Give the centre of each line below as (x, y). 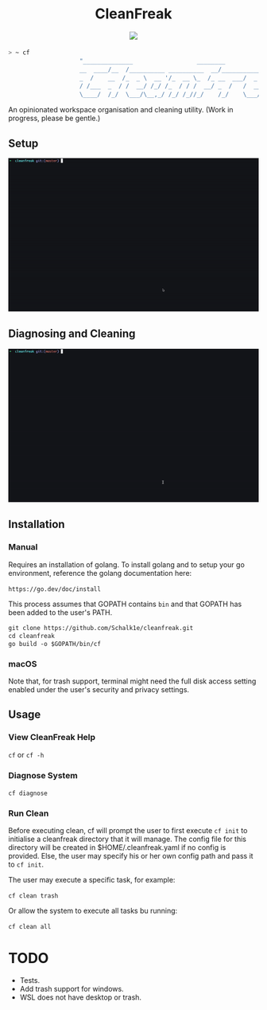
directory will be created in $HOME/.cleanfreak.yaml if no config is (117, 848)
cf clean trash (33, 896)
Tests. (30, 981)
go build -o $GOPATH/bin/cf (55, 644)
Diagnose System (43, 775)
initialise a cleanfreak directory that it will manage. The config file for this (128, 839)
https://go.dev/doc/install (55, 589)
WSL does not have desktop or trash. (80, 997)
